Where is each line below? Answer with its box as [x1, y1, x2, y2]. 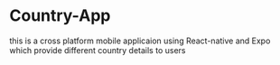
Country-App [9, 5, 111, 26]
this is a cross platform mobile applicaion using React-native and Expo [9, 35, 271, 46]
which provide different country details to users [9, 44, 186, 55]
